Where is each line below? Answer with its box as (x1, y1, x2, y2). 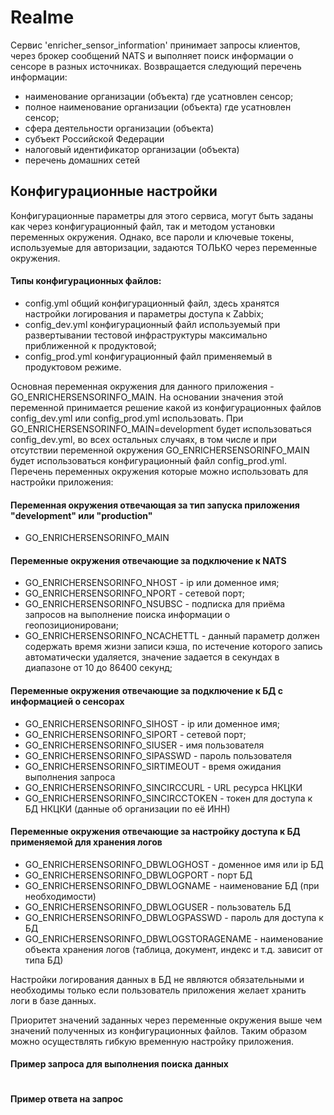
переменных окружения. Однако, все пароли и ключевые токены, (10, 231, 295, 243)
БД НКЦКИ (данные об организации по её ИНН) (24, 802, 231, 815)
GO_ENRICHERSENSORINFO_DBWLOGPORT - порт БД (24, 869, 253, 881)
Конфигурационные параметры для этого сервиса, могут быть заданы (10, 209, 314, 221)
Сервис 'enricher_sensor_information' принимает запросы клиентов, (10, 39, 301, 51)
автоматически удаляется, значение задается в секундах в (24, 651, 280, 663)
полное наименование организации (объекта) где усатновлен (24, 101, 292, 113)
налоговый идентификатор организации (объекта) (24, 143, 240, 155)
